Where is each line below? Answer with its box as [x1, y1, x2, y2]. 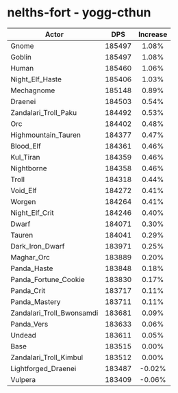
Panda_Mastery [10, 296, 61, 306]
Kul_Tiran [10, 152, 40, 162]
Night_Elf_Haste [10, 74, 62, 84]
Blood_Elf [10, 141, 41, 151]
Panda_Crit [10, 286, 46, 295]
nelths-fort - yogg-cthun [7, 5, 152, 21]
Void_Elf [10, 186, 37, 195]
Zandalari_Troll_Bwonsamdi [10, 308, 99, 318]
